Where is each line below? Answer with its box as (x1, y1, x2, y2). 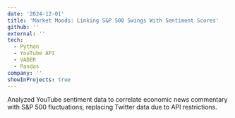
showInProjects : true (7, 76, 71, 83)
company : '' (7, 69, 42, 76)
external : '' (7, 30, 46, 37)
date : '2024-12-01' (7, 10, 65, 18)
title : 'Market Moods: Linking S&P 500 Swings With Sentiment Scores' (7, 17, 219, 24)
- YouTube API (13, 50, 55, 57)
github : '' (7, 23, 40, 30)
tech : (7, 37, 23, 44)
